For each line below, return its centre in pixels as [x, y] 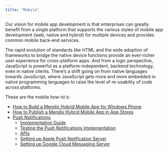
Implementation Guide [43, 122]
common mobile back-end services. [43, 40]
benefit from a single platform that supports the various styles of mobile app [84, 29]
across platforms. [23, 87]
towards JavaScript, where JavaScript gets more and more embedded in [80, 76]
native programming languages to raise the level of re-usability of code [79, 82]
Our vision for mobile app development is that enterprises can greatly [77, 24]
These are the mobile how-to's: [38, 97]
